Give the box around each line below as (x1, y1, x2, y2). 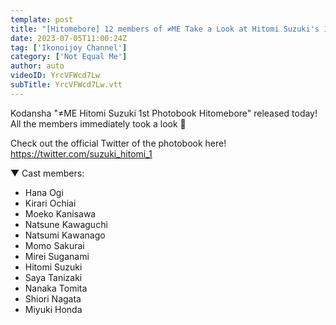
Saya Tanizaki (24, 271, 83, 283)
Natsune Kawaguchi (24, 218, 108, 230)
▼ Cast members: (10, 167, 85, 179)
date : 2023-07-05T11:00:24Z (10, 33, 128, 43)
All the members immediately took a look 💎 (10, 117, 187, 130)
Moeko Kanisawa (24, 207, 97, 220)
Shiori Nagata (24, 292, 82, 305)
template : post (10, 14, 74, 25)
